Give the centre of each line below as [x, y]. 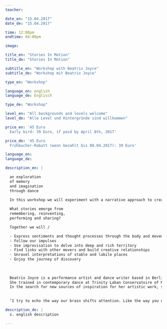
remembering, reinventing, [38, 214]
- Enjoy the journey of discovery [45, 259]
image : [12, 46]
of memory [20, 181]
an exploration [25, 177]
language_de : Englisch [29, 96]
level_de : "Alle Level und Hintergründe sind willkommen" [66, 118]
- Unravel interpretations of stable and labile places [69, 255]
